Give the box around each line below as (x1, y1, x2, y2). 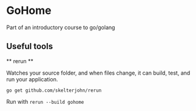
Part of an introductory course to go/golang (6, 24, 115, 31)
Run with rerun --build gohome (6, 98, 84, 105)
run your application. (6, 75, 58, 82)
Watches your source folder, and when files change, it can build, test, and (6, 69, 191, 76)
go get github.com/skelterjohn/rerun (6, 87, 102, 93)
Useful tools (6, 41, 53, 52)
